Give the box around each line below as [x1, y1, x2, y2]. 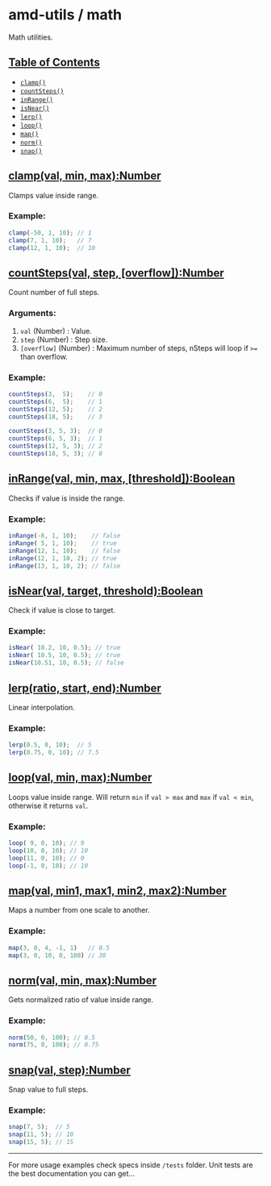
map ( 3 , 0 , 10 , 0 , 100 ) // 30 [8, 951, 106, 959]
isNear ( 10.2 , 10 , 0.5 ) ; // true [8, 643, 121, 652]
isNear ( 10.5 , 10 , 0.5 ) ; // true [8, 651, 121, 660]
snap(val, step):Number [8, 1063, 131, 1077]
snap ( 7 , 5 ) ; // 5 [8, 1123, 70, 1131]
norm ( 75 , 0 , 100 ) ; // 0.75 [8, 1041, 99, 1049]
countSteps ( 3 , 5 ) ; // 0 [8, 389, 103, 398]
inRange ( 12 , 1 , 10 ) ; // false [8, 547, 121, 555]
